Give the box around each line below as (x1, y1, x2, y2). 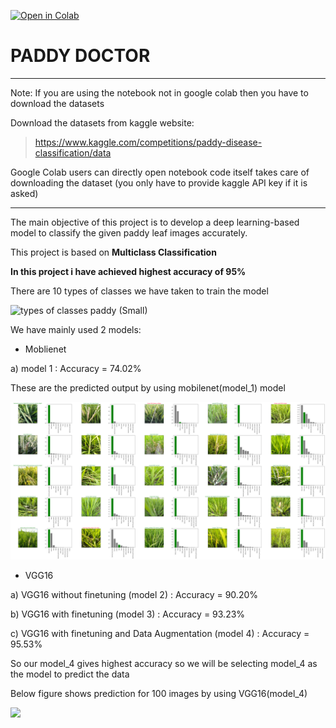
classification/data (34, 146, 112, 159)
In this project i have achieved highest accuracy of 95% (10, 265, 247, 277)
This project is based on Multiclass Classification (10, 246, 217, 258)
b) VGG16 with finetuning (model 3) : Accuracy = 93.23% (10, 608, 246, 620)
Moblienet (24, 343, 67, 355)
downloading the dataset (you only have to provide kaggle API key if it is (10, 176, 308, 189)
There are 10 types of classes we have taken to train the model (10, 285, 269, 297)
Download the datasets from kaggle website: (10, 116, 195, 129)
